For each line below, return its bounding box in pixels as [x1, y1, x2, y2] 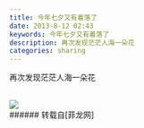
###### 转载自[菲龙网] [9, 109, 95, 121]
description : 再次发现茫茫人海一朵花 [9, 38, 135, 47]
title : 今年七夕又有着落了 [9, 13, 98, 22]
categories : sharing [9, 47, 87, 55]
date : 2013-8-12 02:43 [9, 21, 94, 30]
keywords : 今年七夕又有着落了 [9, 30, 110, 38]
